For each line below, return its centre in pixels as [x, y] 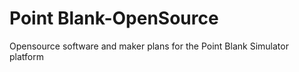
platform [26, 56]
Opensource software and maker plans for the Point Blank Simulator [149, 46]
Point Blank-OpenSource [114, 18]
